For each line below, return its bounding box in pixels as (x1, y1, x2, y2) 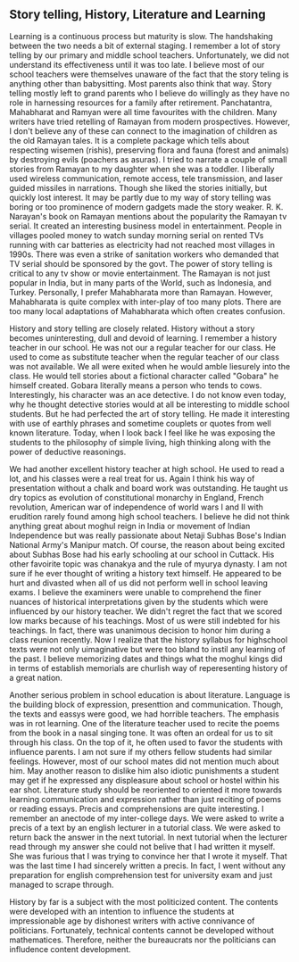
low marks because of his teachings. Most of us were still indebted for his (9, 615, 281, 626)
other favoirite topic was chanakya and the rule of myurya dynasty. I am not (9, 558, 287, 569)
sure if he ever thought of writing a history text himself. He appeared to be (9, 568, 282, 578)
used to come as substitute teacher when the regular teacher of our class (9, 352, 279, 362)
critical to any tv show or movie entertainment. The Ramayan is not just (9, 268, 270, 278)
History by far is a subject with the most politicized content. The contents (9, 896, 278, 907)
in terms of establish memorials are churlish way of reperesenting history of (9, 662, 288, 673)
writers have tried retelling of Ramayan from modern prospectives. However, (9, 116, 290, 127)
